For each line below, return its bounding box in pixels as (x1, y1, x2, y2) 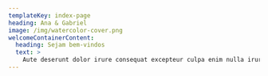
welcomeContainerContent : (8, 33, 94, 42)
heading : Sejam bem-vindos (15, 41, 105, 49)
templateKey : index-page (8, 11, 91, 20)
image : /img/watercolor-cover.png (8, 26, 124, 34)
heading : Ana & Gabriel (8, 19, 88, 27)
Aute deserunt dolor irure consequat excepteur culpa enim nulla (22, 56, 245, 64)
